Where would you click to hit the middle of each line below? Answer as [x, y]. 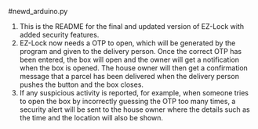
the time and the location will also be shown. [91, 118]
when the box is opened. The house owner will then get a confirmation [134, 68]
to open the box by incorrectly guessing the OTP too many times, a [127, 101]
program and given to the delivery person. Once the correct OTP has [131, 51]
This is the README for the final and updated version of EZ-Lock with [132, 26]
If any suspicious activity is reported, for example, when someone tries [134, 93]
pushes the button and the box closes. [81, 84]
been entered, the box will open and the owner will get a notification [129, 59]
